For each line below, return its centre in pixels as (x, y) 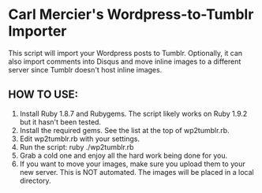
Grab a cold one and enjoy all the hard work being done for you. (124, 155)
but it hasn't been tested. (60, 122)
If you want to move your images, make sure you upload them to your (133, 164)
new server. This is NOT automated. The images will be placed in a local (137, 172)
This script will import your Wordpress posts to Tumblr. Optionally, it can (125, 53)
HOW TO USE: (43, 95)
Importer (37, 31)
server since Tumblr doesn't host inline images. (85, 69)
